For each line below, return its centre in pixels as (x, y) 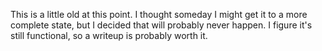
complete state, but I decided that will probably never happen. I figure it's (161, 25)
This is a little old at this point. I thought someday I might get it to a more (159, 14)
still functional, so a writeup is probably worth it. (109, 35)
